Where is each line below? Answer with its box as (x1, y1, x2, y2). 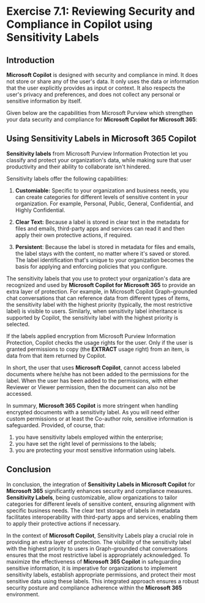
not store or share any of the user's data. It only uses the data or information (6, 78, 199, 85)
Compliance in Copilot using (6, 17, 153, 31)
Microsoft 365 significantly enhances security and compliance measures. (6, 487, 193, 494)
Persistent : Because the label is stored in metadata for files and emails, (15, 243, 196, 250)
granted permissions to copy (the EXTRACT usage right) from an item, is (6, 345, 190, 353)
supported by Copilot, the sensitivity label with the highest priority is (6, 313, 179, 321)
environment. (6, 590, 40, 597)
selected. (6, 320, 30, 328)
